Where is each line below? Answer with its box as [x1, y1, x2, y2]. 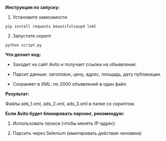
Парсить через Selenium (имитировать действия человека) [12, 130, 142, 136]
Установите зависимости [12, 14, 68, 20]
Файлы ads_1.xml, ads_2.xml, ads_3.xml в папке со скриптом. [5, 101, 136, 107]
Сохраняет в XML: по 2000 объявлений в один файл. [12, 81, 127, 87]
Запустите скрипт [12, 33, 52, 39]
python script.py [5, 43, 42, 48]
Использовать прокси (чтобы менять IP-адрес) [12, 120, 115, 126]
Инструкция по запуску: [5, 5, 60, 10]
